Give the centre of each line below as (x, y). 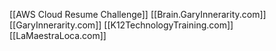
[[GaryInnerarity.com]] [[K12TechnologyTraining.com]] (121, 25)
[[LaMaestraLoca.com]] (58, 35)
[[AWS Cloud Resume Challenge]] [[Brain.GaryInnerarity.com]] (138, 14)
